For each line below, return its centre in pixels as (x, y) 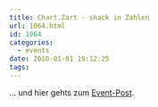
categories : (31, 42)
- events (33, 51)
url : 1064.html (37, 26)
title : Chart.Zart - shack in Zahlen (79, 17)
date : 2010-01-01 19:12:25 (59, 59)
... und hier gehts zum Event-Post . (72, 92)
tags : (19, 68)
